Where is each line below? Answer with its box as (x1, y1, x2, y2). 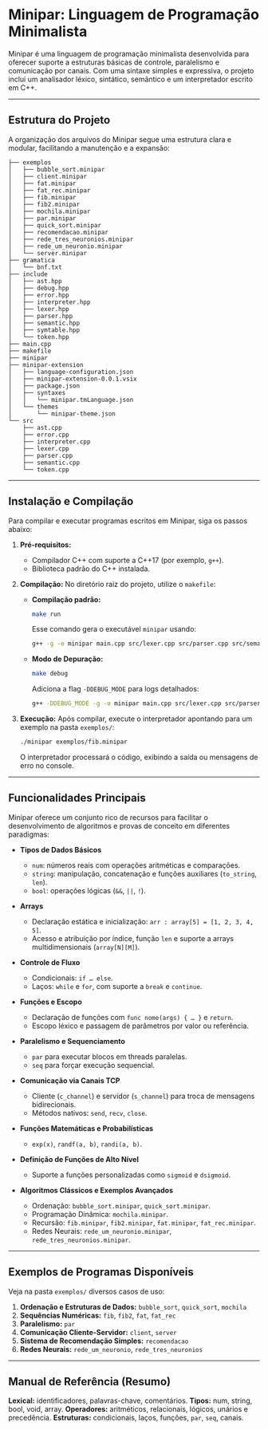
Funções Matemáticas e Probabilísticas (19, 1123, 154, 1133)
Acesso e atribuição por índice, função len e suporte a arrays (31, 933, 234, 943)
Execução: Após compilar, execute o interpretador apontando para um (19, 714, 253, 723)
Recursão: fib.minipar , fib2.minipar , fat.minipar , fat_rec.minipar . (31, 1218, 257, 1227)
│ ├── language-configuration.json (8, 368, 134, 376)
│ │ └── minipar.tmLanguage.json (8, 396, 134, 404)
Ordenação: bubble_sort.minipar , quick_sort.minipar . (31, 1200, 211, 1210)
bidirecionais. (31, 1099, 77, 1109)
